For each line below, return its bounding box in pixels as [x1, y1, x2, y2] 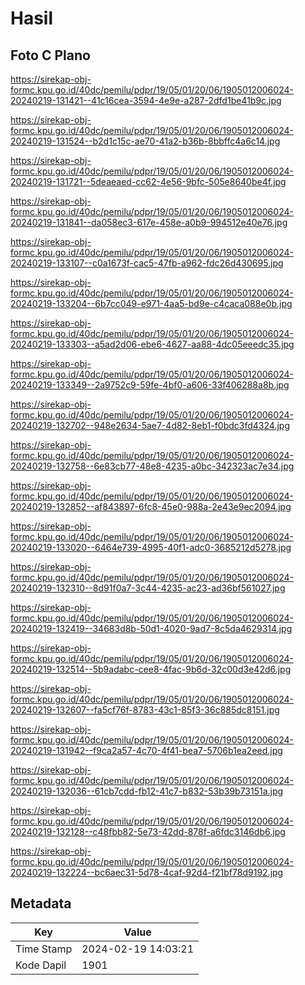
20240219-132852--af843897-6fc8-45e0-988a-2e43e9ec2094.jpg [10, 501, 292, 512]
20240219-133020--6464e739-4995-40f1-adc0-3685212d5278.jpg [10, 542, 292, 553]
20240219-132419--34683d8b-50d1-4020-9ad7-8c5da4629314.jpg [10, 623, 293, 634]
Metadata [10, 895, 72, 912]
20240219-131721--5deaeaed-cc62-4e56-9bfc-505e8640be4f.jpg [10, 176, 287, 187]
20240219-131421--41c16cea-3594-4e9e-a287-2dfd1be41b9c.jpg [10, 95, 282, 106]
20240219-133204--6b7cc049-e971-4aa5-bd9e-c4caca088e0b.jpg [10, 298, 293, 309]
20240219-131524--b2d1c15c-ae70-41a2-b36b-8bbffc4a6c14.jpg [10, 135, 281, 147]
